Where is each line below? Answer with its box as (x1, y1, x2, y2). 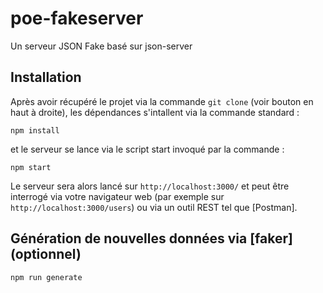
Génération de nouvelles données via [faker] (10, 230, 293, 247)
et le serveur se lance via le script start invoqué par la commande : (10, 143, 285, 155)
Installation (10, 69, 82, 86)
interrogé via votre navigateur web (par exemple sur (10, 190, 225, 202)
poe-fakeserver (10, 7, 144, 30)
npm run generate (10, 272, 83, 282)
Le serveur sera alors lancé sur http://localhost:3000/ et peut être (10, 180, 290, 192)
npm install (10, 125, 60, 136)
